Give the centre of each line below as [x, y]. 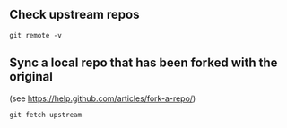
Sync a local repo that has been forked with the [143, 63]
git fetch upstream [46, 115]
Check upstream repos [74, 15]
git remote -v [36, 35]
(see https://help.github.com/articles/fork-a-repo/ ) [103, 98]
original [31, 77]
